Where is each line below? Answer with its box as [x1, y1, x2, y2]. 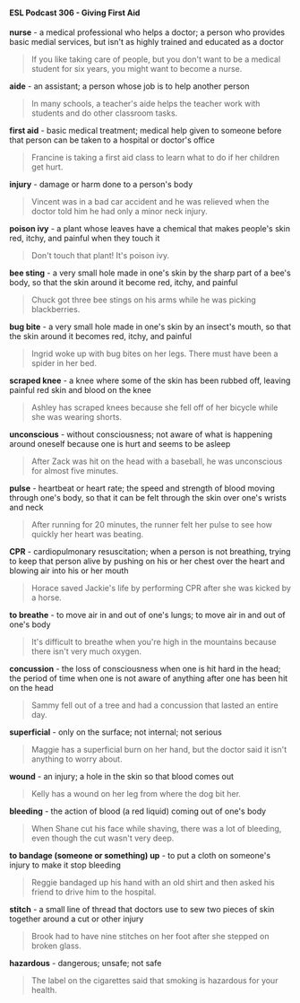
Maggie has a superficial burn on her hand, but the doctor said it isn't [30, 745, 287, 755]
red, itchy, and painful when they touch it [9, 233, 160, 244]
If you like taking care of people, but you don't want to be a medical [30, 54, 281, 65]
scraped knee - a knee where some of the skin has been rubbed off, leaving [9, 375, 291, 386]
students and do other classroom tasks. [30, 108, 178, 118]
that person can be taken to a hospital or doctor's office [9, 135, 215, 145]
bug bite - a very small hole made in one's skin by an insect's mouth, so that [9, 321, 291, 332]
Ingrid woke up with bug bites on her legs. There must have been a [30, 348, 279, 359]
